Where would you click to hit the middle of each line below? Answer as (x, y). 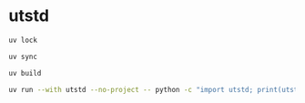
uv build (25, 73)
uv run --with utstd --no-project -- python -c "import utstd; (131, 89)
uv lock (23, 40)
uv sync (23, 57)
